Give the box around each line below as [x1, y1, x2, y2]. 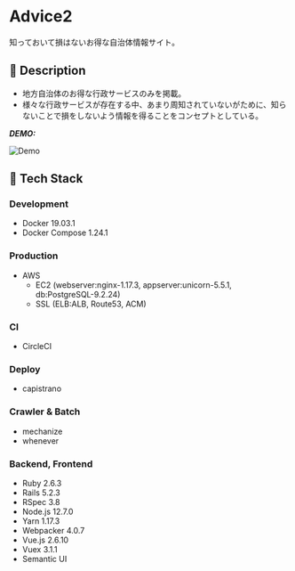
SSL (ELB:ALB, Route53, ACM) [35, 298, 147, 309]
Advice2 [9, 6, 73, 27]
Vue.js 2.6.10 [21, 534, 69, 545]
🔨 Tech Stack [9, 171, 84, 186]
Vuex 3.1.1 [21, 543, 58, 554]
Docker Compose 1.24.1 [21, 227, 108, 238]
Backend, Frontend [9, 457, 93, 469]
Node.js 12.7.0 [21, 506, 74, 517]
